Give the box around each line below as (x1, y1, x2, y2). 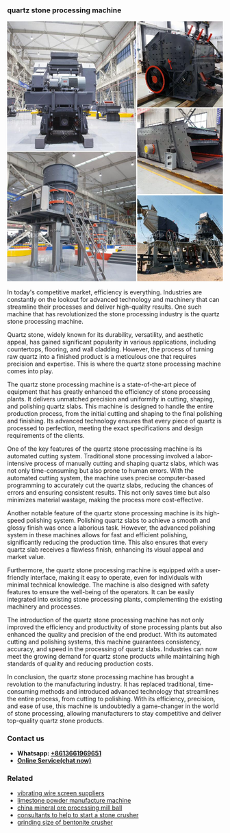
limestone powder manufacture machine (16, 797, 131, 805)
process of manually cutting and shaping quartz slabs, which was (34, 459, 219, 467)
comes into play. (7, 366, 53, 375)
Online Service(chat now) (16, 756, 92, 764)
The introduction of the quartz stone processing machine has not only (7, 615, 204, 624)
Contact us (7, 734, 44, 743)
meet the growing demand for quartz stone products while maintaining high (7, 652, 220, 660)
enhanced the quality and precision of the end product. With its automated (7, 630, 218, 638)
